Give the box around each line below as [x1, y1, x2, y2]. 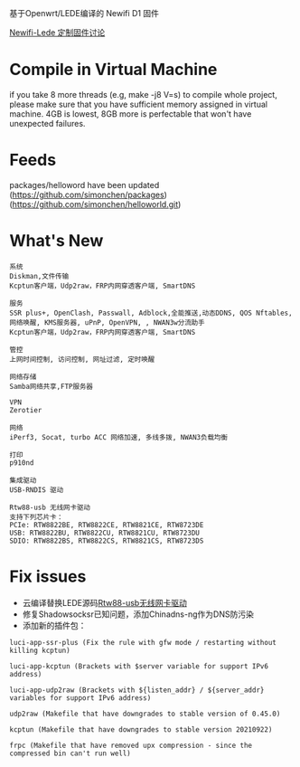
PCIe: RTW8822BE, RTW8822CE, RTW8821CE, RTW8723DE [9, 520, 204, 529]
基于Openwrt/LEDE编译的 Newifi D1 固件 [9, 8, 160, 18]
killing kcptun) [9, 646, 70, 655]
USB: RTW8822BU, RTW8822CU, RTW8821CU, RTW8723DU [9, 528, 201, 537]
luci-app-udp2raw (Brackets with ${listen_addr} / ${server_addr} [9, 686, 265, 695]
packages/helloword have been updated [9, 179, 160, 190]
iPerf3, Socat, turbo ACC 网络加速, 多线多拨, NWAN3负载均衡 [9, 432, 229, 441]
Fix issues [9, 566, 87, 586]
